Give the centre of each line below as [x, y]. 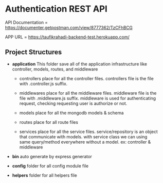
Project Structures [34, 52]
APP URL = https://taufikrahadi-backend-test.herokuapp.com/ [67, 37]
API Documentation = [27, 22]
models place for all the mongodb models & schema [72, 113]
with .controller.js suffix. [43, 83]
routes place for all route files [49, 122]
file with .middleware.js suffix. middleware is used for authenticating [88, 98]
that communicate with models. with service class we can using [83, 136]
